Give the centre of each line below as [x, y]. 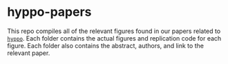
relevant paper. [29, 53]
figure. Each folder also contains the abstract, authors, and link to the [105, 45]
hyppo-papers [49, 12]
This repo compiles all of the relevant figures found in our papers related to [114, 31]
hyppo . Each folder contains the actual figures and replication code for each [114, 38]
